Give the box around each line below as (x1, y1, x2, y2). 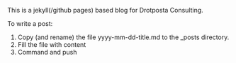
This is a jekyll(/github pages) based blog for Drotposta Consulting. (7, 6, 203, 14)
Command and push (17, 48, 77, 56)
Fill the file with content (17, 41, 86, 48)
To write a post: (7, 20, 53, 27)
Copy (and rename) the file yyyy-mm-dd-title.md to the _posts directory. (17, 33, 230, 41)
